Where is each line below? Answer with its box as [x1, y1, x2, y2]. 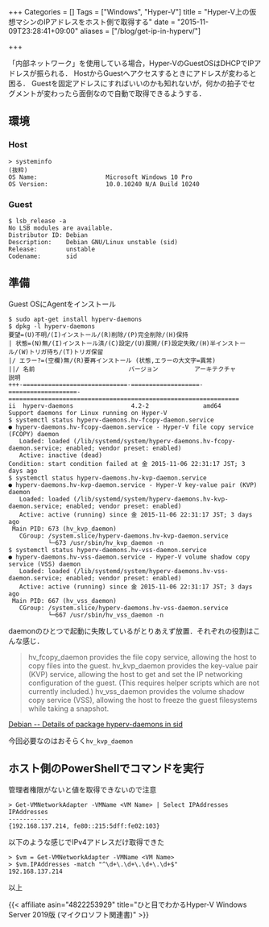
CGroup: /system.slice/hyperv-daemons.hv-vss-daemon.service [19, 604, 229, 612]
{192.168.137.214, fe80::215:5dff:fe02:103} [8, 821, 160, 830]
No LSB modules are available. [8, 224, 114, 232]
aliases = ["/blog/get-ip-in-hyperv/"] [80, 27, 201, 35]
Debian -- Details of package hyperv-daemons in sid [8, 719, 184, 729]
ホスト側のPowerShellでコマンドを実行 [8, 762, 205, 775]
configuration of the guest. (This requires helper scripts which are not [27, 678, 260, 688]
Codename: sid [8, 252, 78, 260]
